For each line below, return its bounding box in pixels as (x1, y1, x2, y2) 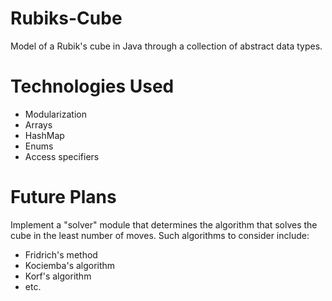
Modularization (24, 108, 87, 120)
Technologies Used (10, 75, 175, 98)
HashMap (24, 129, 65, 141)
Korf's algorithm (24, 270, 92, 282)
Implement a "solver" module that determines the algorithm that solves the (10, 218, 318, 231)
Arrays (24, 118, 53, 131)
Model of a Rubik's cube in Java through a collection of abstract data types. (10, 40, 323, 52)
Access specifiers (24, 150, 100, 162)
